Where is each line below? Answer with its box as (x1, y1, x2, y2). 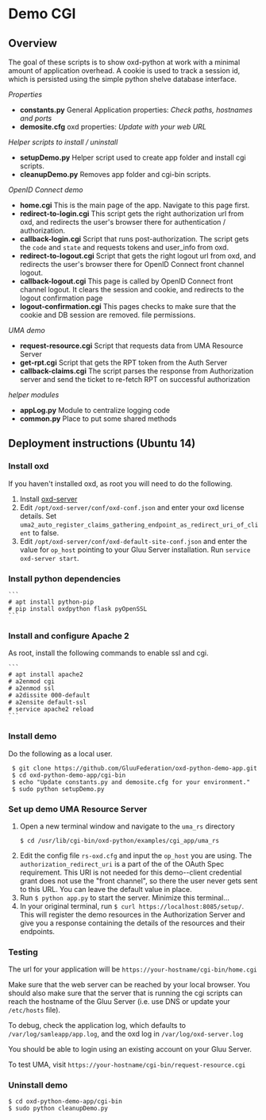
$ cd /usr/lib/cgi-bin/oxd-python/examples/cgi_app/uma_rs (19, 836, 220, 844)
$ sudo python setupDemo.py (11, 785, 105, 793)
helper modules (8, 390, 60, 400)
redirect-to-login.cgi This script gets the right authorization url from (19, 209, 245, 218)
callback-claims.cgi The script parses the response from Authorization (19, 366, 254, 376)
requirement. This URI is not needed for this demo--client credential (19, 867, 242, 877)
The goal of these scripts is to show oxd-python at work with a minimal (8, 57, 241, 67)
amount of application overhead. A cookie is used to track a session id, (8, 66, 241, 75)
